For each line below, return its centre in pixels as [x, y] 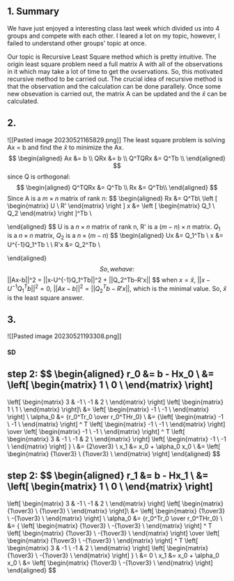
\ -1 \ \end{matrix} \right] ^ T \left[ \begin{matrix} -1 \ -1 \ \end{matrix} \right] [116, 424]
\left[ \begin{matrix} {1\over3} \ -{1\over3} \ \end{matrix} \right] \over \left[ [114, 533]
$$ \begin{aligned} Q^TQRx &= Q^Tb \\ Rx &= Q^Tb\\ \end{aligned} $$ [117, 187]
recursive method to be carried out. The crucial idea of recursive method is [115, 79]
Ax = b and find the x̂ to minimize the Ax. [65, 147]
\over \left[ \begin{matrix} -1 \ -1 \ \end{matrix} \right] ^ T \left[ [96, 431]
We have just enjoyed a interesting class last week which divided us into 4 [114, 28]
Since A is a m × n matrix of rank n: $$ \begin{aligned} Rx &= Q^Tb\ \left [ [112, 198]
